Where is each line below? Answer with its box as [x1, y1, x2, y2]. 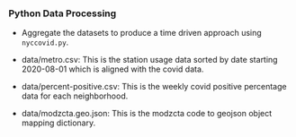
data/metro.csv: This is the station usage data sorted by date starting [21, 55, 278, 65]
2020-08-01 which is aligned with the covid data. [21, 64, 204, 74]
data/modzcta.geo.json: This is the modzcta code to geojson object [21, 108, 273, 119]
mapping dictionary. [21, 117, 96, 128]
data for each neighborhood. [21, 90, 129, 101]
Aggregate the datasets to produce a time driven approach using [21, 28, 262, 39]
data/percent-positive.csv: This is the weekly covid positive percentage [21, 81, 287, 92]
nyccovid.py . [21, 37, 69, 47]
